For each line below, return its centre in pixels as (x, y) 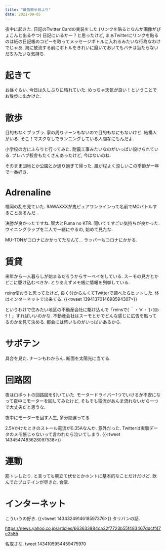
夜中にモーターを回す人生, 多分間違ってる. (48, 418)
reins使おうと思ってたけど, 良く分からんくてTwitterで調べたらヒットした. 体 (82, 293)
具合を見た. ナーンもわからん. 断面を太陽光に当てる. (58, 358)
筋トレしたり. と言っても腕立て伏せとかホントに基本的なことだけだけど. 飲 (81, 476)
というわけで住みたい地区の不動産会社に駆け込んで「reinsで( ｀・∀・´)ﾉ (79, 310)
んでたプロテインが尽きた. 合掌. (37, 482)
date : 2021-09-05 (23, 14)
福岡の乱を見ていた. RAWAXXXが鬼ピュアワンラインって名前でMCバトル (79, 207)
